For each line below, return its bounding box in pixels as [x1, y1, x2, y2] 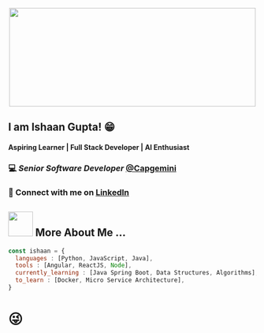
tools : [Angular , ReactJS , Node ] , [15, 261, 132, 270]
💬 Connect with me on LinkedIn [8, 186, 130, 197]
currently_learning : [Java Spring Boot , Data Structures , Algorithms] [15, 269, 256, 277]
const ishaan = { [8, 247, 65, 255]
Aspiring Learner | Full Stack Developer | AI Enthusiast [8, 142, 190, 152]
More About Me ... [35, 226, 126, 240]
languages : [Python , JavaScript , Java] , [15, 254, 154, 262]
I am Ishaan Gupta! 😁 [8, 121, 116, 134]
